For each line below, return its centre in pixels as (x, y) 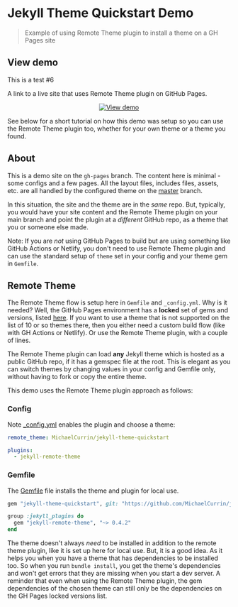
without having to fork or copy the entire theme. (77, 377)
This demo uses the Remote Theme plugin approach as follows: (100, 390)
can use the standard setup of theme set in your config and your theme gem (118, 256)
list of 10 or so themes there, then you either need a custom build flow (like (116, 325)
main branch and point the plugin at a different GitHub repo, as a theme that (118, 219)
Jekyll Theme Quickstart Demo (101, 13)
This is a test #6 (31, 80)
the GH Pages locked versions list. (57, 596)
